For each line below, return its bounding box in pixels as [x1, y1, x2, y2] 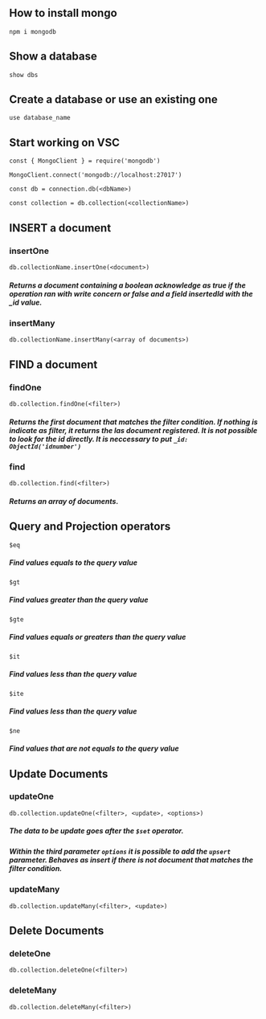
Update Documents [9, 767, 108, 780]
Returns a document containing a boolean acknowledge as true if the [9, 280, 246, 290]
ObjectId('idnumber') [9, 442, 82, 451]
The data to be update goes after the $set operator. [9, 826, 184, 836]
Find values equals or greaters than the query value [9, 632, 186, 642]
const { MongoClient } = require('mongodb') [9, 157, 161, 166]
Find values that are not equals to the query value [9, 743, 179, 754]
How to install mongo [9, 6, 117, 20]
